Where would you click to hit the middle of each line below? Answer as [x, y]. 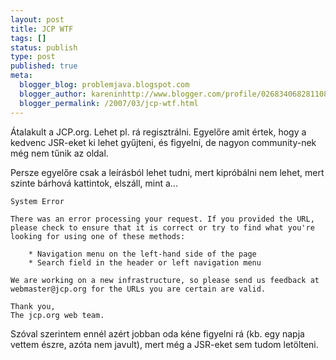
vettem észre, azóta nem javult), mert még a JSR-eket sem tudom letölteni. [164, 344]
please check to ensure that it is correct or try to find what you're [162, 227]
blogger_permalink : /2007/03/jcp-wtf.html [109, 103]
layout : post [37, 19]
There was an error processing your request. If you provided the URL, [162, 219]
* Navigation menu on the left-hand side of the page [142, 254]
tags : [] [28, 38]
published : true [44, 66]
